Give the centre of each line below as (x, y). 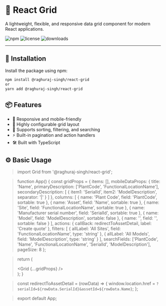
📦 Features (23, 105)
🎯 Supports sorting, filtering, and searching (56, 130)
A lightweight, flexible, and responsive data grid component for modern (78, 24)
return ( (25, 259)
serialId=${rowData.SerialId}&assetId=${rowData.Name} (75, 289)
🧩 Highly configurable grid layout (46, 124)
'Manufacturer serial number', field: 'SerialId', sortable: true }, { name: (88, 213)
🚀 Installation (26, 59)
